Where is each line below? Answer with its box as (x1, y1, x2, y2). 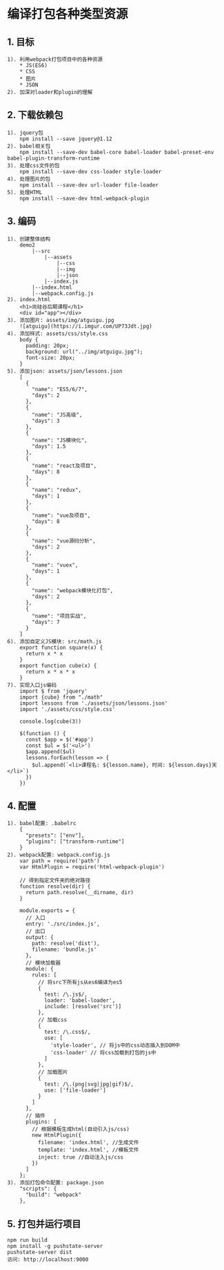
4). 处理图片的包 (7, 176, 50, 182)
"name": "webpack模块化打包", (32, 587, 114, 594)
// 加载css (37, 1016, 68, 1023)
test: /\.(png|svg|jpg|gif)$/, (43, 1081, 134, 1088)
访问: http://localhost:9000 (7, 1256, 89, 1263)
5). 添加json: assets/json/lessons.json (7, 368, 123, 375)
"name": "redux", (32, 486, 81, 493)
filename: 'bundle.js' (32, 946, 97, 954)
